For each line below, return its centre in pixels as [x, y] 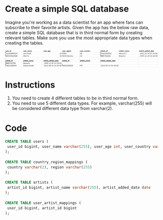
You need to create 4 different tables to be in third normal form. [75, 98]
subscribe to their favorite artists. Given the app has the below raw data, [77, 27]
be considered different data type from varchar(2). [62, 109]
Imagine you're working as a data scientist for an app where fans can [74, 22]
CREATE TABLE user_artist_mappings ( [43, 203]
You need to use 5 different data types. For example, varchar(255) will [82, 103]
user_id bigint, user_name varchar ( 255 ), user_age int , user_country [79, 147]
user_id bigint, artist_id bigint [42, 208]
